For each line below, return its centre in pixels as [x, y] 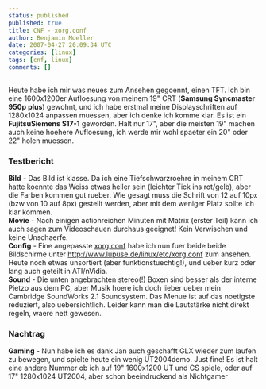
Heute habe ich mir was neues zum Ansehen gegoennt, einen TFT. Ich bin [129, 90]
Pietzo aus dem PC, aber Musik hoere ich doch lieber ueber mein [114, 288]
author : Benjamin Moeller [51, 38]
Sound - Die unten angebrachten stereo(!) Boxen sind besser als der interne [133, 279]
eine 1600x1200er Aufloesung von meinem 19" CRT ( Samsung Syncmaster [132, 98]
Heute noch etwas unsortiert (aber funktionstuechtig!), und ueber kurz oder [132, 263]
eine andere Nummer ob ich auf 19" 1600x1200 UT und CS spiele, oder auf [130, 368]
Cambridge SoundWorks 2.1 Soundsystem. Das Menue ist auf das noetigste [132, 297]
